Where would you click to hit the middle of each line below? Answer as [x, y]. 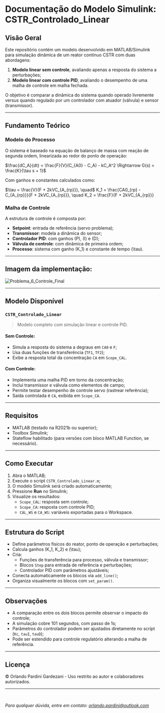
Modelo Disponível [34, 301]
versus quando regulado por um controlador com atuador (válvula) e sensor [82, 100]
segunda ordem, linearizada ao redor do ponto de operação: [66, 156]
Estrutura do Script [35, 532]
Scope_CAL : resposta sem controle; [54, 502]
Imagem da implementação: [49, 269]
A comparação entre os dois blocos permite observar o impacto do [80, 613]
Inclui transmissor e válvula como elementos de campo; [69, 385]
